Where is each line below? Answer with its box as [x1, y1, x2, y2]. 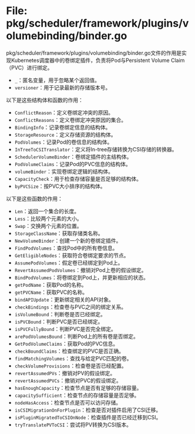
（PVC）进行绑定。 [6, 64, 53, 71]
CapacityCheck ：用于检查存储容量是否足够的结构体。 [14, 175, 142, 182]
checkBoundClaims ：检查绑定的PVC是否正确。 [14, 347, 125, 355]
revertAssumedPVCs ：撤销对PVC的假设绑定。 [14, 377, 122, 384]
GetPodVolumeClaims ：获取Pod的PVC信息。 [14, 340, 119, 347]
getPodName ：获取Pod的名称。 [14, 281, 87, 288]
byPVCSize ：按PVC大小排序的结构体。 [14, 183, 106, 190]
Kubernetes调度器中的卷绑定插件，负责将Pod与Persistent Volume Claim [11, 57, 185, 64]
